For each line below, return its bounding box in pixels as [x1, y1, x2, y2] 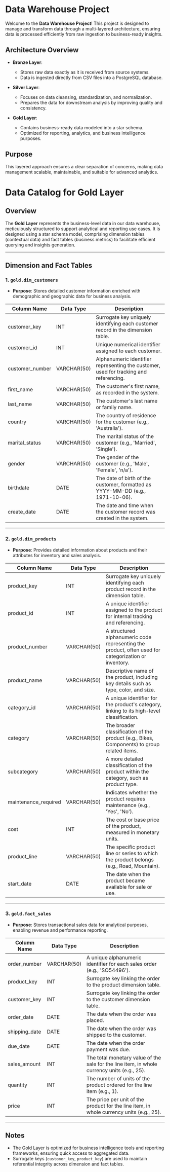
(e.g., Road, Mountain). [105, 862, 160, 869]
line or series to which [105, 850, 158, 857]
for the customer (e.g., [96, 418, 149, 425]
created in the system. [96, 515, 149, 522]
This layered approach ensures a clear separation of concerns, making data [5, 163, 163, 169]
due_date [8, 1043, 30, 1050]
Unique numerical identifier [96, 341, 161, 348]
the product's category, [105, 701, 162, 708]
